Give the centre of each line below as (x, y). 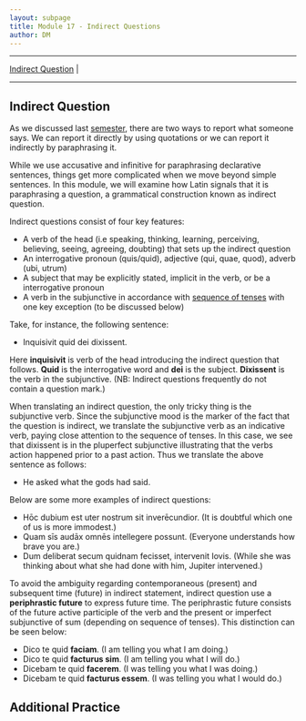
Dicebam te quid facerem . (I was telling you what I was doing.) (140, 669)
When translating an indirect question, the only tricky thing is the (131, 407)
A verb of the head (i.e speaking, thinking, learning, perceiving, (141, 239)
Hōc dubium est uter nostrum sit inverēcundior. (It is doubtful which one (158, 518)
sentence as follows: (48, 464)
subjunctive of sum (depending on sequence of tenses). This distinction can (153, 622)
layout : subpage (40, 18)
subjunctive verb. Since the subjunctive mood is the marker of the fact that (149, 416)
